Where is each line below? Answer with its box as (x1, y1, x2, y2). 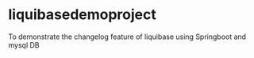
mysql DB (8, 40, 40, 49)
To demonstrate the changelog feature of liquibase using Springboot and (8, 32, 247, 41)
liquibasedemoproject (8, 6, 156, 24)
